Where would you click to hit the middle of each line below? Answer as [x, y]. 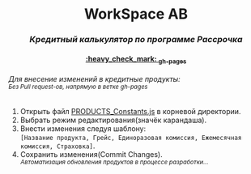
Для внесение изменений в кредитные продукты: [94, 79]
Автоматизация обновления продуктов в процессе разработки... [114, 162]
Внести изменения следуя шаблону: [83, 128]
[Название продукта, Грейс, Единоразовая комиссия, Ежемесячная [131, 138]
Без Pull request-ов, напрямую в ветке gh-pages [78, 87]
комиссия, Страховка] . [57, 146]
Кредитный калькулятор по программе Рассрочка [136, 40]
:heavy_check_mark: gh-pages [136, 59]
